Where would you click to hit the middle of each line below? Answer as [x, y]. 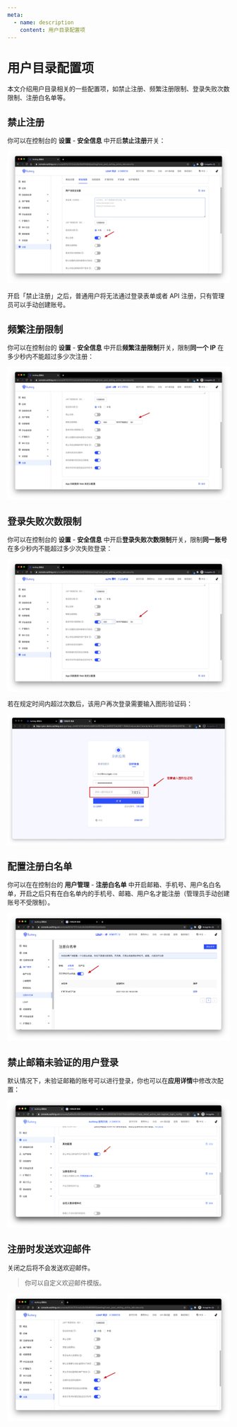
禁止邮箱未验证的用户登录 [63, 1062]
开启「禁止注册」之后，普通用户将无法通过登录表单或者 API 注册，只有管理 [116, 296]
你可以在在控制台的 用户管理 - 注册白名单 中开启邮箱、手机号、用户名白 [111, 885]
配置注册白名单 [40, 866]
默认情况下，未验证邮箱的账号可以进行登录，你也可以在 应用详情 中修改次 [112, 1081]
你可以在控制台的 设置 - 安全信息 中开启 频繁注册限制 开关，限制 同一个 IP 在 [116, 348]
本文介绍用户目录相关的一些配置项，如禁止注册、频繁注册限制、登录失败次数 [119, 89]
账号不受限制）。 [31, 902]
